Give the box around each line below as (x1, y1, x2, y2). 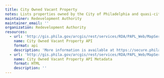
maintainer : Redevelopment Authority (5, 16, 82, 21)
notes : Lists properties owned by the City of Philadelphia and (5, 12, 139, 16)
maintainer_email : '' (5, 20, 49, 26)
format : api (14, 43, 38, 48)
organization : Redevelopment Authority (5, 25, 86, 30)
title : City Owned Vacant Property (5, 7, 78, 12)
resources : (5, 30, 27, 34)
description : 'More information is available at (14, 47, 115, 52)
